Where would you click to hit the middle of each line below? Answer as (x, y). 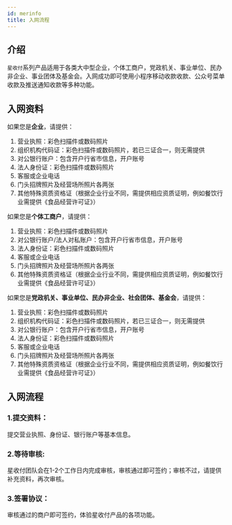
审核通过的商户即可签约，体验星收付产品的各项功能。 (83, 515)
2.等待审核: (26, 454)
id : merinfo (24, 13)
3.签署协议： (28, 499)
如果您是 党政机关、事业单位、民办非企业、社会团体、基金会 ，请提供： (107, 298)
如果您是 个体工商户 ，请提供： (49, 217)
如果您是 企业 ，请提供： (40, 127)
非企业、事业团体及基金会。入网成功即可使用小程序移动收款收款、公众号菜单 (116, 76)
